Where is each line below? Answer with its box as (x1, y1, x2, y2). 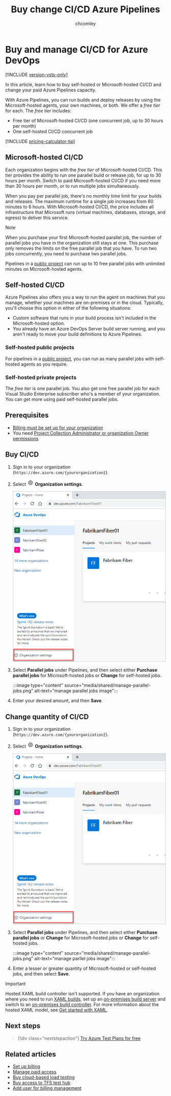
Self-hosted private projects (5, 374, 77, 381)
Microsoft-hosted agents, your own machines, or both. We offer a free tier (5, 102, 160, 108)
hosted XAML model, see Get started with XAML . (5, 1007, 108, 1013)
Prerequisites (5, 411, 49, 420)
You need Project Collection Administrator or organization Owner (12, 430, 149, 436)
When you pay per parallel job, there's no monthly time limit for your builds (5, 193, 162, 199)
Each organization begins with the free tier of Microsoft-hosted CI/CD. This (5, 166, 162, 173)
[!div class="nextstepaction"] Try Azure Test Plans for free (17, 1035, 141, 1041)
